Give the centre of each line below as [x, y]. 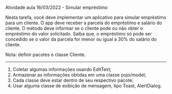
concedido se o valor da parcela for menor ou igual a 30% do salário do [81, 39]
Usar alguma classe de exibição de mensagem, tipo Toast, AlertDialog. [87, 86]
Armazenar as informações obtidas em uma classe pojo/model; [79, 75]
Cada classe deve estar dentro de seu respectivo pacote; [73, 80]
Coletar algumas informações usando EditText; [62, 69]
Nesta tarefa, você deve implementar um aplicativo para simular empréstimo [86, 17]
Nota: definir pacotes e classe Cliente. [46, 54]
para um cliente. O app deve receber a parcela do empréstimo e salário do [84, 23]
